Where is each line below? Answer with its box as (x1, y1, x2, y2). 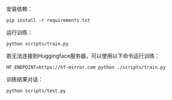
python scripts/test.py (6, 88, 66, 94)
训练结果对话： (6, 76, 43, 83)
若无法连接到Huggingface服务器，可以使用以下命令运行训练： (6, 52, 161, 59)
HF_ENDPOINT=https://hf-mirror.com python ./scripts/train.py (6, 64, 166, 70)
